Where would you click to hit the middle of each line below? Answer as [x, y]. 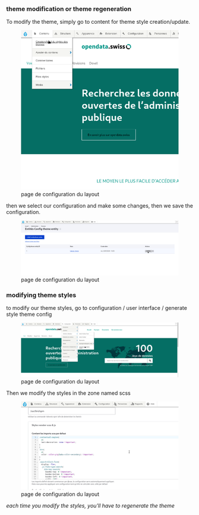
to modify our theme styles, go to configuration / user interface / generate [97, 307]
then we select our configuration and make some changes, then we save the [100, 206]
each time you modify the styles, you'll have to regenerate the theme [91, 506]
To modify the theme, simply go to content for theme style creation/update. [98, 22]
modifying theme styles [41, 295]
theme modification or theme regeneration [69, 9]
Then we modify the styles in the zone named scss [68, 393]
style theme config [29, 314]
